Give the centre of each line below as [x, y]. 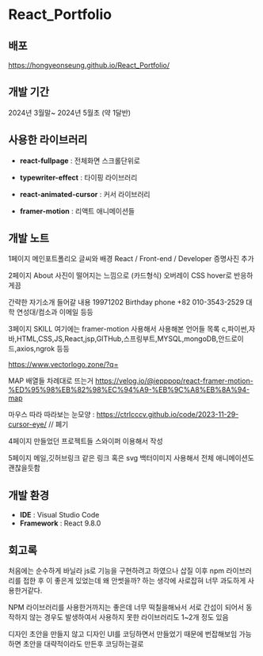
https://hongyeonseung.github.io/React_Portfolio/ [89, 65]
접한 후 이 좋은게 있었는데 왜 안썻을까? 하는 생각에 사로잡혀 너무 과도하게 [134, 581]
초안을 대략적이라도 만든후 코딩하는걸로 [83, 644]
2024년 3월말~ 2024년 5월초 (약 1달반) [70, 112]
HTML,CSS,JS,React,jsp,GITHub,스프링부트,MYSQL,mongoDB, [117, 339]
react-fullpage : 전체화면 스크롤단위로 [80, 161]
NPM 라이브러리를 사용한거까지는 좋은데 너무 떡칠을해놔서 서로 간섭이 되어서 [126, 608]
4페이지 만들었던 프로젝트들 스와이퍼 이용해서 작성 [86, 442]
